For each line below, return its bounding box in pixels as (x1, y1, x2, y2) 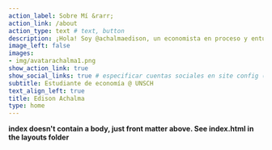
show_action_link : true (8, 65, 89, 73)
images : (8, 49, 35, 57)
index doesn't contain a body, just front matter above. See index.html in (8, 124, 254, 134)
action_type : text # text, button (8, 27, 125, 35)
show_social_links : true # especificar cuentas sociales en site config (8, 72, 259, 80)
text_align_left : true (8, 86, 85, 95)
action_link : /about (8, 19, 79, 27)
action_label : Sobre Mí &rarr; (8, 11, 114, 20)
